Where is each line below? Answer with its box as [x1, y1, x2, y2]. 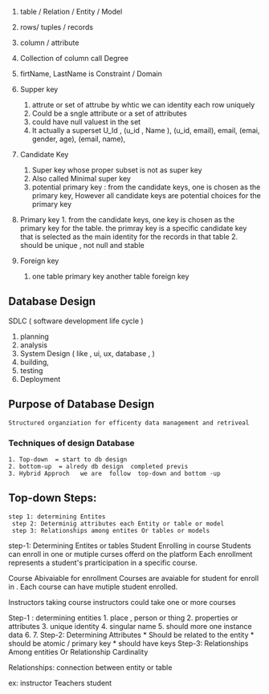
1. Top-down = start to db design [8, 455, 128, 464]
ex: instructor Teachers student [8, 678, 112, 688]
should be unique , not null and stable [19, 241, 145, 250]
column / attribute [19, 38, 79, 47]
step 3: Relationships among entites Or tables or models [11, 526, 210, 534]
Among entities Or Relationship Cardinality [8, 647, 149, 656]
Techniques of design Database [8, 437, 135, 448]
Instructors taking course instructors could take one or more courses [8, 597, 237, 607]
